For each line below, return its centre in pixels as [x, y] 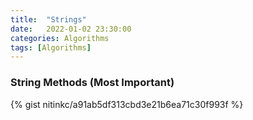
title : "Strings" [48, 19]
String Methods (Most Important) [92, 83]
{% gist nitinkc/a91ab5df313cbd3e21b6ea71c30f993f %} [127, 104]
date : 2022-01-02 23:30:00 [71, 29]
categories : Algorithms [60, 38]
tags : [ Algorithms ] [51, 47]
